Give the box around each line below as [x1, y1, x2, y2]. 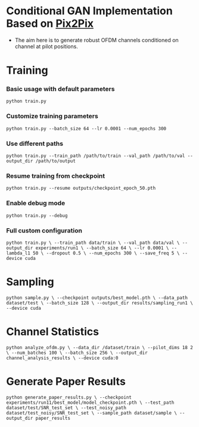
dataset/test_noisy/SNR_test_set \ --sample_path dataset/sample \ [6, 410, 178, 416]
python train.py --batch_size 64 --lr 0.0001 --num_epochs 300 [6, 125, 167, 131]
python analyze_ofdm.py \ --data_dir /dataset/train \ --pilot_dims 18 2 [6, 344, 194, 350]
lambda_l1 [6, 250, 31, 256]
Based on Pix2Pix [6, 17, 94, 30]
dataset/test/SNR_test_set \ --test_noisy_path [6, 404, 127, 411]
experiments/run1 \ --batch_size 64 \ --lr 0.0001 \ [35, 245, 169, 251]
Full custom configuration [6, 226, 82, 234]
